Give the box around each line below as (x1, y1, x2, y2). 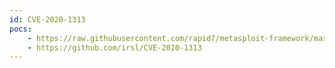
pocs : (9, 24, 32, 34)
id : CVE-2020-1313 (9, 14, 86, 25)
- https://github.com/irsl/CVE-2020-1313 (27, 42, 202, 53)
